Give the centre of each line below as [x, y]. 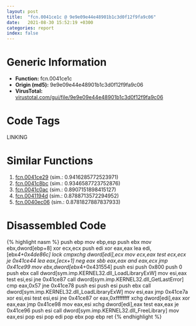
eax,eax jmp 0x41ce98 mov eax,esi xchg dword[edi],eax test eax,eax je [93, 304]
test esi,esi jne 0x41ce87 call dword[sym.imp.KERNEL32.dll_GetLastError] [95, 279]
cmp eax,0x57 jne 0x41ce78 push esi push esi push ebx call [79, 286]
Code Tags [33, 121]
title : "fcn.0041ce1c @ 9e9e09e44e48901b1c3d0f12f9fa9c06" [82, 17]
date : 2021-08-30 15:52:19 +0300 [50, 22]
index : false [23, 33]
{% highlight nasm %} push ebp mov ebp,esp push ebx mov [79, 242]
